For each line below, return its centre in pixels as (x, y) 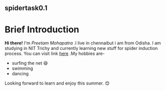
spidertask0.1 (26, 8)
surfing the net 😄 (30, 63)
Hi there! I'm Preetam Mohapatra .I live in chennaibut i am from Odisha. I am (83, 43)
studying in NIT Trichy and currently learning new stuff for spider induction (81, 48)
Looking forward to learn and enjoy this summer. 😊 (57, 83)
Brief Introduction (42, 29)
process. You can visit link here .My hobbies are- (55, 53)
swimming (22, 68)
